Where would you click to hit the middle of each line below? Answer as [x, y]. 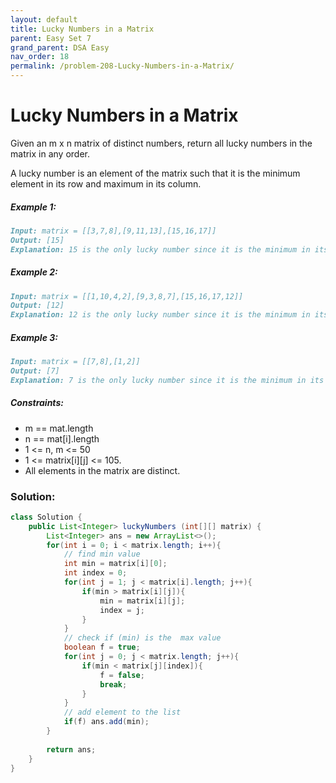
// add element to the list [122, 712]
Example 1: [33, 207]
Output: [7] [35, 371]
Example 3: [34, 337]
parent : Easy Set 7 [51, 38]
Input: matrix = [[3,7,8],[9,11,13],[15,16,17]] [113, 231]
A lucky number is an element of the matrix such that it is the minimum [155, 173]
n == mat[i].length [62, 438]
